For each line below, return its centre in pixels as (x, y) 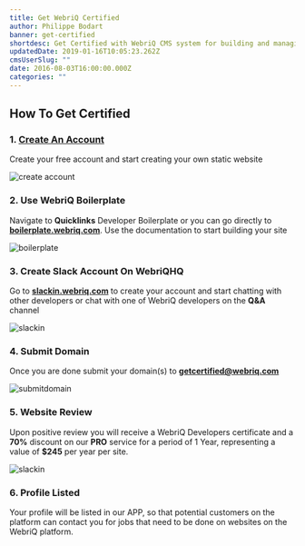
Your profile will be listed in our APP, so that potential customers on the (142, 512)
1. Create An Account (57, 140)
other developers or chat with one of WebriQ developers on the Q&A (138, 301)
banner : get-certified (52, 35)
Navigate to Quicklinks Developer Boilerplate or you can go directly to (141, 220)
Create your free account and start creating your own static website (136, 159)
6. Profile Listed (44, 492)
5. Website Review (51, 412)
